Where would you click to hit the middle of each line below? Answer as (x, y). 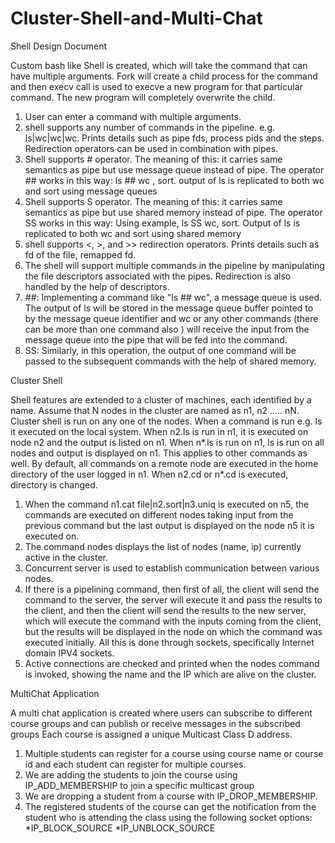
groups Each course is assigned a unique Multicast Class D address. (151, 734)
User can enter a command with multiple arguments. (133, 116)
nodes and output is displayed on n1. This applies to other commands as (159, 453)
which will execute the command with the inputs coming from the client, (173, 621)
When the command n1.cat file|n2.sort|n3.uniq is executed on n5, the (167, 504)
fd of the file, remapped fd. (80, 254)
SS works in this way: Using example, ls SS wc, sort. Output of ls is (162, 223)
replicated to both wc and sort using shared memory (133, 233)
